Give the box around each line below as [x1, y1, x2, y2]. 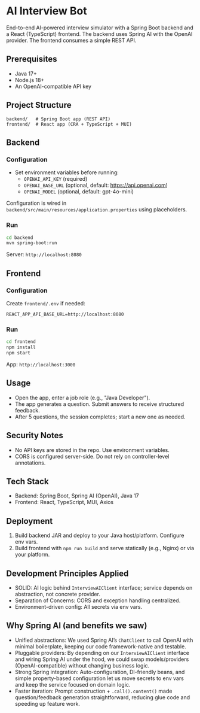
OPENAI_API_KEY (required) [23, 175, 88, 183]
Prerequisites [6, 54, 57, 64]
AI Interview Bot [6, 4, 88, 18]
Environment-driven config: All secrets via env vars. [14, 603, 143, 610]
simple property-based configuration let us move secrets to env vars [14, 675, 184, 682]
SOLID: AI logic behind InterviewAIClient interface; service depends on [14, 584, 193, 591]
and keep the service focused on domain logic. [14, 681, 131, 688]
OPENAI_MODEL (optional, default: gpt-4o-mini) [23, 188, 134, 195]
